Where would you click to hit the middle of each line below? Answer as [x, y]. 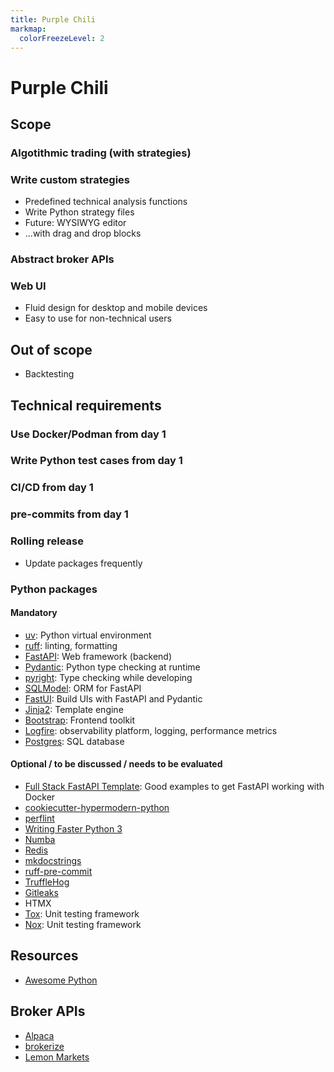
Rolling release [47, 541]
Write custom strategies [70, 179]
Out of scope [51, 349]
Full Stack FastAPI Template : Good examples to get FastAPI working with [174, 786]
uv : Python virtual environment [88, 635]
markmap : [28, 29]
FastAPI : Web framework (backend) [98, 656]
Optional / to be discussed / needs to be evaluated [116, 764]
